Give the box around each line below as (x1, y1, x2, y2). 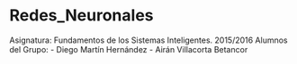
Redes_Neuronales (9, 5, 154, 26)
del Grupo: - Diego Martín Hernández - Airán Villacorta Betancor (9, 44, 248, 54)
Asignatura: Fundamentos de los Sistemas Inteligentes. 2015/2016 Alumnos (9, 35, 288, 45)
